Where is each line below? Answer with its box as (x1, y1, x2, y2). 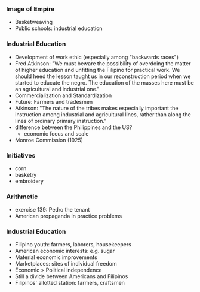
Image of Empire (6, 5, 55, 13)
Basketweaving (14, 19, 53, 26)
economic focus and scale (23, 130, 89, 137)
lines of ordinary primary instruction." (14, 117, 107, 124)
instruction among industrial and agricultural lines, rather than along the (14, 110, 191, 118)
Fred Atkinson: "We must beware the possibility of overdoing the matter (14, 59, 191, 67)
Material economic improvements (14, 254, 97, 261)
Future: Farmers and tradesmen (14, 98, 93, 105)
